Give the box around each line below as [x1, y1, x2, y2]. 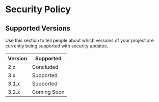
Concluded [32, 64, 59, 70]
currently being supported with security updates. [5, 43, 109, 49]
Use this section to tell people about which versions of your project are [5, 37, 154, 43]
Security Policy [5, 4, 71, 15]
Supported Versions [5, 24, 70, 33]
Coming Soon [32, 88, 65, 95]
